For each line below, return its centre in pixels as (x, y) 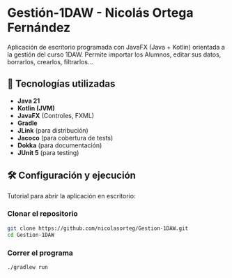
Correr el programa (40, 253)
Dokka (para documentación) (60, 145)
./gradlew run (28, 267)
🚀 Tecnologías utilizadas (61, 84)
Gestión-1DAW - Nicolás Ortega (100, 13)
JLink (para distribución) (53, 130)
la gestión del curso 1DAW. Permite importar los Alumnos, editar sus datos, (114, 54)
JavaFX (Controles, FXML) (56, 115)
